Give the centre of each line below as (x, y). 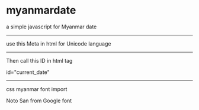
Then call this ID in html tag (39, 60)
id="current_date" (28, 72)
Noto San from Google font (39, 101)
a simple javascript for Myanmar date (52, 27)
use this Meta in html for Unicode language (59, 43)
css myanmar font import (37, 89)
